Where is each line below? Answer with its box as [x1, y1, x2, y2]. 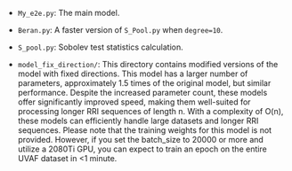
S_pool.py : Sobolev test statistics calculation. [17, 42, 184, 52]
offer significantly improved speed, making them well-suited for [17, 97, 251, 107]
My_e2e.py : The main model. [17, 8, 120, 18]
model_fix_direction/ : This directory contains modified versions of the [17, 59, 279, 69]
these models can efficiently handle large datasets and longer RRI [17, 115, 259, 126]
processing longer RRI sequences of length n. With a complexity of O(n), [17, 106, 284, 116]
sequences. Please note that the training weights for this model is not [17, 125, 272, 136]
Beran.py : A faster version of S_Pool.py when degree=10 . [17, 25, 223, 35]
